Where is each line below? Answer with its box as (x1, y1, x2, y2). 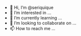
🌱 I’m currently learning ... (9, 15, 62, 20)
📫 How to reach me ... (9, 26, 55, 31)
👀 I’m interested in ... (9, 10, 52, 16)
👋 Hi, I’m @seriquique (9, 5, 54, 10)
